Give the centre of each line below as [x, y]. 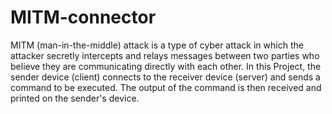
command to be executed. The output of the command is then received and [166, 87]
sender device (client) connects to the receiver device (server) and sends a [165, 77]
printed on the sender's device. [75, 98]
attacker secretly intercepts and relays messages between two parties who [165, 55]
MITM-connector [83, 17]
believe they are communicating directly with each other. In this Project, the [166, 66]
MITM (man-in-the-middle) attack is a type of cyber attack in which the [157, 45]
